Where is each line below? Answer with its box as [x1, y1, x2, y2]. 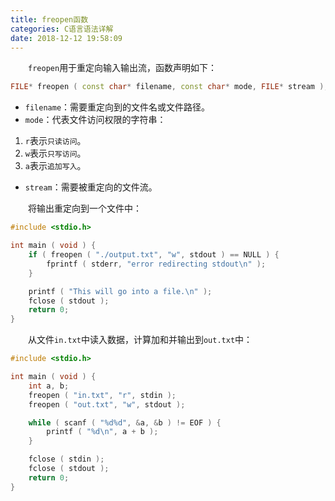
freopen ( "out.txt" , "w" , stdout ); [28, 399, 186, 410]
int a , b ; [28, 381, 70, 391]
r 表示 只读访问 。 [24, 135, 87, 147]
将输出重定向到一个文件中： [28, 202, 142, 215]
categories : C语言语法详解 [10, 24, 114, 34]
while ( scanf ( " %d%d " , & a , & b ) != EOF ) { [28, 417, 222, 428]
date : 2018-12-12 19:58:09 [10, 33, 123, 43]
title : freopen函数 [10, 14, 89, 25]
